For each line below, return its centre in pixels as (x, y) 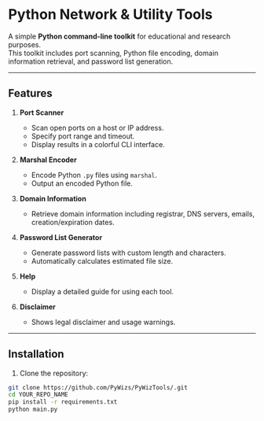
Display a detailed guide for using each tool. (103, 291)
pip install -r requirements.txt (63, 402)
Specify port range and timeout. (83, 136)
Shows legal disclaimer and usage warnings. (103, 322)
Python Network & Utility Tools (111, 15)
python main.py (33, 410)
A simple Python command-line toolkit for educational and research (119, 36)
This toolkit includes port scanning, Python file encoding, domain (113, 53)
